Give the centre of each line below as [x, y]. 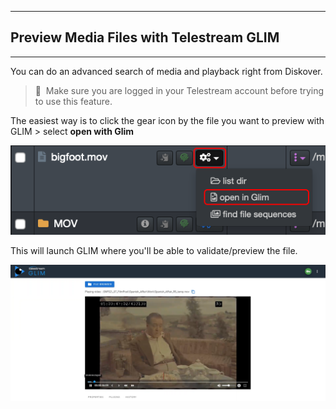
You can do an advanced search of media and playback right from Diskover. [166, 71]
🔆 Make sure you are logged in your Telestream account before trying [179, 90]
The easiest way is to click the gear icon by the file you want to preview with [167, 120]
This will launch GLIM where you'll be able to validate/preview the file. [154, 250]
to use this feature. [73, 101]
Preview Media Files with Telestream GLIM [145, 37]
